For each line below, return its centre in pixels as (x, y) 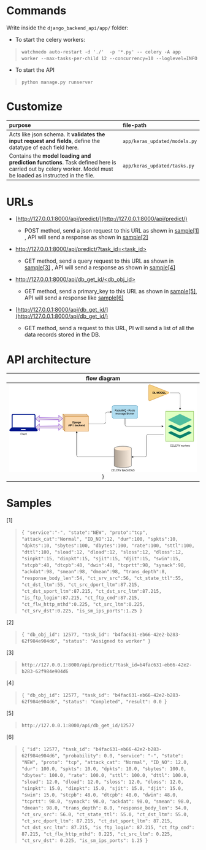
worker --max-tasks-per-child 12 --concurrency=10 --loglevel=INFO (109, 58)
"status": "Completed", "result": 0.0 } (115, 701)
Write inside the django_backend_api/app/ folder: (67, 28)
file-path (135, 125)
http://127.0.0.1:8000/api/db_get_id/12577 (78, 725)
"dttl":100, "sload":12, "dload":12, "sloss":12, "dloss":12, (102, 552)
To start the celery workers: (50, 39)
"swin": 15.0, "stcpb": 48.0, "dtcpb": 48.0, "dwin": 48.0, (100, 795)
